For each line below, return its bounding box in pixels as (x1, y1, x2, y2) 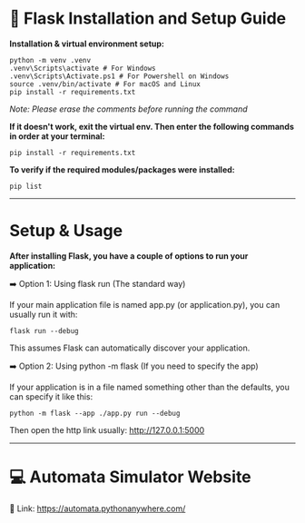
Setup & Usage (9, 221, 123, 242)
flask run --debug (9, 326, 79, 335)
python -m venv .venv (9, 55, 92, 64)
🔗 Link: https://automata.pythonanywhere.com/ (9, 503, 186, 514)
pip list (9, 182, 43, 191)
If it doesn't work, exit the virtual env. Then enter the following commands (9, 121, 295, 132)
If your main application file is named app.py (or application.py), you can (9, 299, 280, 310)
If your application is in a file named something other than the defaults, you (9, 381, 290, 392)
